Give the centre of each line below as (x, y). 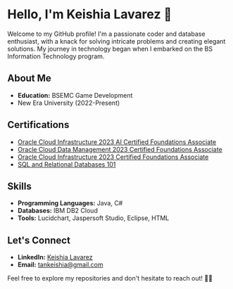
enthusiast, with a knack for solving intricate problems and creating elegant (116, 41)
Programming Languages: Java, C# (70, 203)
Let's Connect (39, 240)
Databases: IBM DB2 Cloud (58, 211)
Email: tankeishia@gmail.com (60, 265)
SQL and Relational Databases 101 (67, 164)
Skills (19, 186)
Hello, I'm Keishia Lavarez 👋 (90, 14)
